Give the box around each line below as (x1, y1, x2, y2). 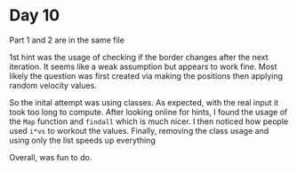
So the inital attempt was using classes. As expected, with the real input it (9, 97, 279, 107)
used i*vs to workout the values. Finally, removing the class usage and (9, 125, 269, 136)
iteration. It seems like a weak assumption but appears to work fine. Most (9, 61, 277, 72)
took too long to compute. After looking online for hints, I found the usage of (9, 106, 288, 117)
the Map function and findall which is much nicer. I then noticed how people (9, 116, 289, 127)
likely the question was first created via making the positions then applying (9, 70, 283, 81)
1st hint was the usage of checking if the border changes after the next (9, 51, 269, 62)
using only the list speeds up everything (9, 135, 156, 145)
